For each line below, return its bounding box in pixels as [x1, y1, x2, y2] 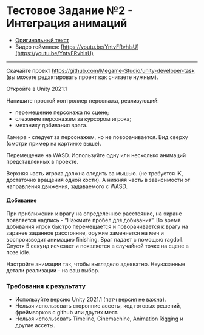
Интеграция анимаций [6, 16, 127, 30]
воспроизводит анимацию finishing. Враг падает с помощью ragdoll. [6, 236, 184, 243]
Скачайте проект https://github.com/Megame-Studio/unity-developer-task [6, 67, 195, 74]
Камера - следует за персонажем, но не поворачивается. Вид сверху [6, 133, 188, 140]
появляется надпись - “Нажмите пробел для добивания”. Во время [6, 217, 181, 224]
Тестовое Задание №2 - [6, 4, 133, 18]
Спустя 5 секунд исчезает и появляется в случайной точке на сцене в [6, 242, 189, 249]
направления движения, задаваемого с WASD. [6, 183, 128, 190]
